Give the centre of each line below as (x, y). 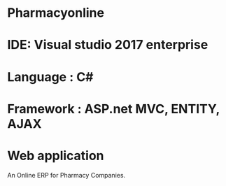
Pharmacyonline (56, 13)
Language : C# (50, 77)
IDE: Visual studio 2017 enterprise (108, 45)
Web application (56, 156)
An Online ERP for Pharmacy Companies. (66, 175)
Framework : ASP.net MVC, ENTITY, (114, 109)
